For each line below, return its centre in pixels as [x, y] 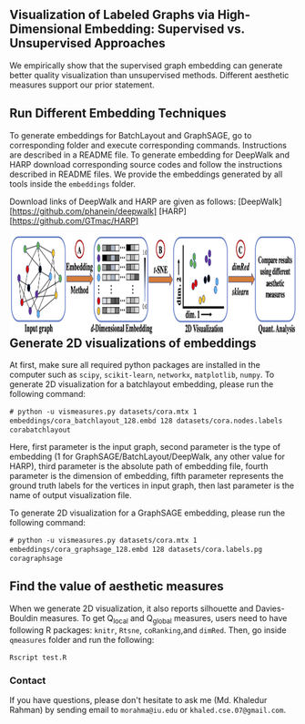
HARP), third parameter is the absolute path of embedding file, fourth [139, 466]
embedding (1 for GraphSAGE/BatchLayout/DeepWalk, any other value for [147, 457]
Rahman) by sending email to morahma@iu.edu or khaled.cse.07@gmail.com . [148, 709]
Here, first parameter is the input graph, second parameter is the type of [145, 447]
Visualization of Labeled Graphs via [112, 15]
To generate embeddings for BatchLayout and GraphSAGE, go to [131, 135]
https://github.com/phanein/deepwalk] [85, 211]
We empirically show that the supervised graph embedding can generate [146, 65]
